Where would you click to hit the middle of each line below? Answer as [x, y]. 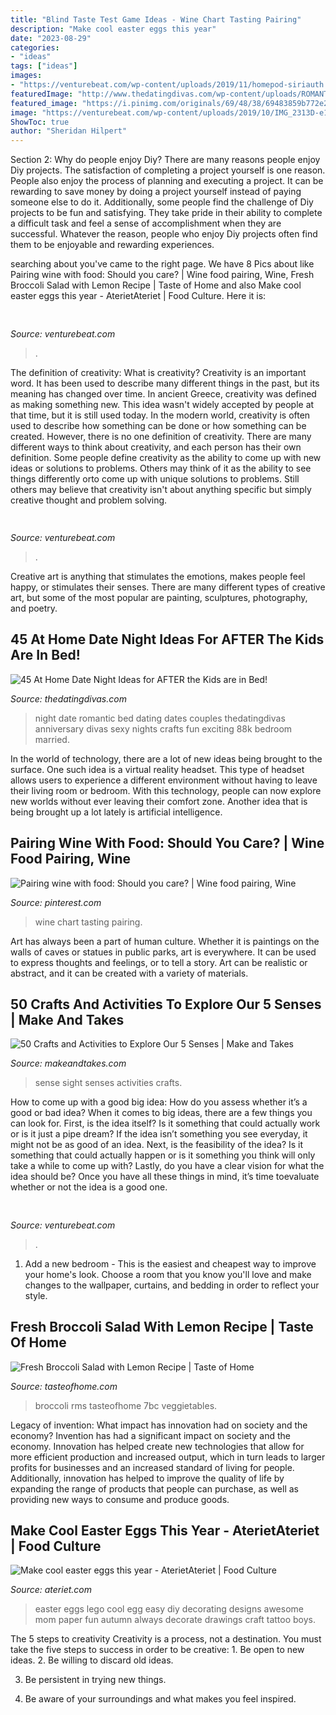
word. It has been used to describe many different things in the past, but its [165, 383]
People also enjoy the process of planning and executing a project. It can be [167, 181]
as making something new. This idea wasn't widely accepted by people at [162, 404]
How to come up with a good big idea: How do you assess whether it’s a [159, 1102]
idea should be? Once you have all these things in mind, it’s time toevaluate [165, 1177]
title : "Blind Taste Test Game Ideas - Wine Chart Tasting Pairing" [156, 19]
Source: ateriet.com [51, 1590]
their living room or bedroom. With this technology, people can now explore [166, 790]
